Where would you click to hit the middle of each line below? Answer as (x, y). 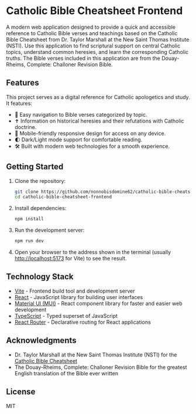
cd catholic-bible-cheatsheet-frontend (63, 197)
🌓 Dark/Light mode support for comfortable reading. (78, 140)
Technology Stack (40, 277)
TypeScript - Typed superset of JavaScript (66, 315)
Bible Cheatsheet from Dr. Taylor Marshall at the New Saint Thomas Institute (98, 39)
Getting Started (35, 167)
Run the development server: (49, 230)
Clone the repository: (40, 181)
